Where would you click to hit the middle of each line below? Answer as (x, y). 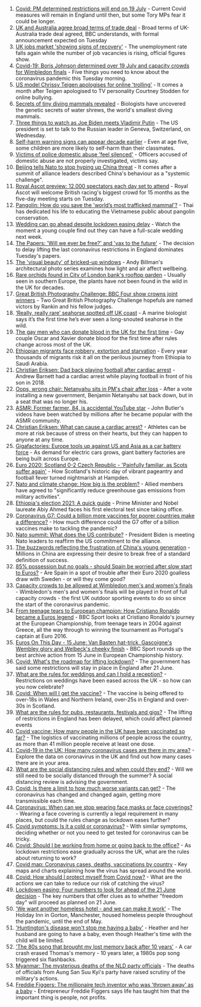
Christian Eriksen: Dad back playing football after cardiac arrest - (95, 370)
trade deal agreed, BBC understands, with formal (99, 34)
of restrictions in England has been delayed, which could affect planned (103, 719)
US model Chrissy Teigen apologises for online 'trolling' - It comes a (99, 85)
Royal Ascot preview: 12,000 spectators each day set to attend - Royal (102, 186)
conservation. (32, 218)
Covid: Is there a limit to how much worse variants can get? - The (95, 788)
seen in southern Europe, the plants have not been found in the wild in (101, 281)
